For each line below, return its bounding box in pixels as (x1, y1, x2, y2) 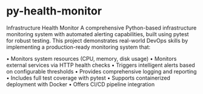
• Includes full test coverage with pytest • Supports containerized (6, 74, 171, 81)
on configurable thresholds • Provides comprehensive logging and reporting (6, 67, 197, 75)
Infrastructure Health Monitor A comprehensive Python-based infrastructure (6, 24, 197, 31)
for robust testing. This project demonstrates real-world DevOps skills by (6, 37, 188, 44)
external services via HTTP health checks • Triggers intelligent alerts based (6, 61, 195, 69)
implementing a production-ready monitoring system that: (6, 43, 151, 51)
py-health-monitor (6, 4, 102, 18)
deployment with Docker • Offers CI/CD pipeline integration (6, 80, 155, 88)
